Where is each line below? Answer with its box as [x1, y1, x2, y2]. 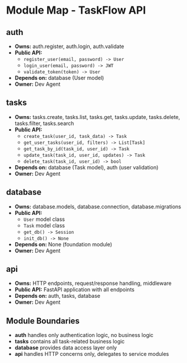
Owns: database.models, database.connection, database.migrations [14, 203, 182, 210]
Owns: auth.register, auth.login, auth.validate [14, 43, 124, 50]
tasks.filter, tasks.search [14, 120, 74, 127]
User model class [23, 216, 65, 223]
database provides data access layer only [14, 344, 117, 351]
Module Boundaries [6, 316, 80, 326]
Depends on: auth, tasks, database [14, 293, 101, 300]
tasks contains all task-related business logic [14, 338, 125, 345]
